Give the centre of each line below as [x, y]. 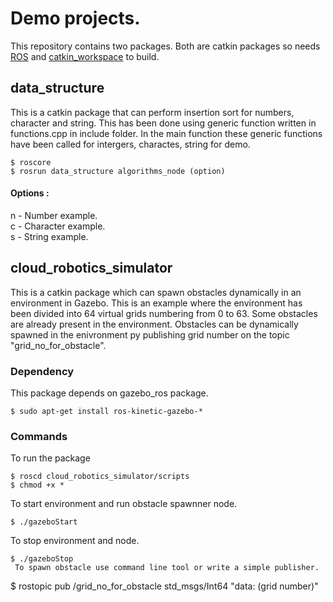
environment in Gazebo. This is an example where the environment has [156, 303]
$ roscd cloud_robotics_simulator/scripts [100, 477]
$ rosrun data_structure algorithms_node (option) [118, 171]
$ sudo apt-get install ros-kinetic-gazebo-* [106, 412]
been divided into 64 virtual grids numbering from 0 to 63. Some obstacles [164, 313]
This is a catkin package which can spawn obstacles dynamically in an [156, 292]
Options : [30, 193]
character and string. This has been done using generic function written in [163, 123]
